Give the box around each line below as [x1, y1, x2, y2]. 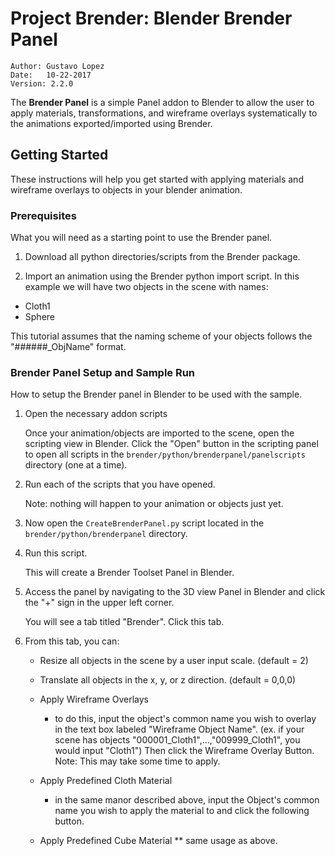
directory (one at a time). [24, 459, 128, 471]
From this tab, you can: [24, 635, 120, 647]
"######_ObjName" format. [10, 341, 127, 353]
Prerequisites [10, 208, 77, 222]
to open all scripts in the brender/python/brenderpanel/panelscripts [24, 448, 306, 461]
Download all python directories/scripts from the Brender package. [24, 251, 301, 263]
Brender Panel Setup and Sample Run [10, 365, 196, 379]
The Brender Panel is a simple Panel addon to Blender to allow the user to [10, 96, 315, 108]
